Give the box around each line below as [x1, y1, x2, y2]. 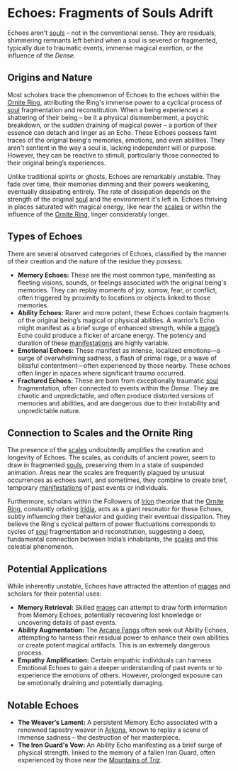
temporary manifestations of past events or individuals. [7, 483, 169, 492]
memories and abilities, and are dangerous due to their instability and [17, 399, 220, 408]
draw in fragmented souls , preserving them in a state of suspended [7, 461, 204, 469]
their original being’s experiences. [7, 158, 106, 167]
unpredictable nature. [17, 406, 81, 415]
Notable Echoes [7, 699, 79, 711]
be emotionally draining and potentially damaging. [17, 679, 164, 687]
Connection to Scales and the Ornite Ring [7, 427, 193, 439]
